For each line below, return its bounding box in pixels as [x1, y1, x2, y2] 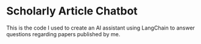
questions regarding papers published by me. [6, 30, 121, 37]
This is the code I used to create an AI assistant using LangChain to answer [6, 24, 195, 31]
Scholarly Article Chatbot [6, 4, 138, 18]
